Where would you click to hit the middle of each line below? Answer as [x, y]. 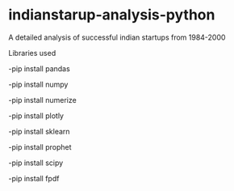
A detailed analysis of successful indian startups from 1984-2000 [117, 37]
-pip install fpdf [34, 178]
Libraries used [32, 53]
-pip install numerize [42, 100]
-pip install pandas [39, 68]
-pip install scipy [36, 163]
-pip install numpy [38, 84]
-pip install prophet [40, 146]
